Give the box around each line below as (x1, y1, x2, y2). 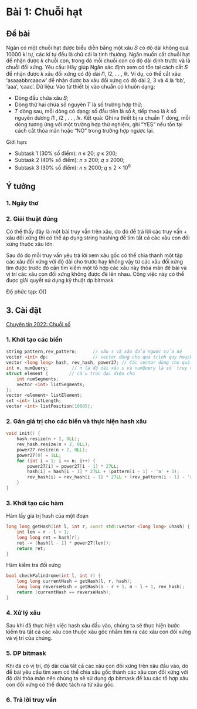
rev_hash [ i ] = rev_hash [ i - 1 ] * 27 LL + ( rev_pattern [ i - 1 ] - (27, 474, 185, 480)
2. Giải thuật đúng (6, 214, 58, 222)
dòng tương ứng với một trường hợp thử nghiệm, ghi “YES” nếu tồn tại (14, 121, 183, 128)
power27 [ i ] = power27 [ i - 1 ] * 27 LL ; (27, 463, 120, 469)
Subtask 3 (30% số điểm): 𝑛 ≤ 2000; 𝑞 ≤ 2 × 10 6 (14, 163, 131, 171)
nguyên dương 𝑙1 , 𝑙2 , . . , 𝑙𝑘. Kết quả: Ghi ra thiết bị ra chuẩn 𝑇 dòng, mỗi (14, 114, 191, 121)
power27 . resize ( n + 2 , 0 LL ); (16, 447, 88, 453)
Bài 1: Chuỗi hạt (6, 5, 83, 19)
